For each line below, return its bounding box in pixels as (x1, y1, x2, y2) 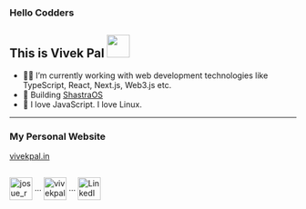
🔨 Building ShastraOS (22, 89, 103, 100)
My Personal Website (9, 130, 107, 143)
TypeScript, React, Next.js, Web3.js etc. (22, 79, 172, 90)
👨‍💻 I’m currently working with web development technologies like (22, 70, 269, 81)
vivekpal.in (9, 151, 50, 162)
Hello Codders (9, 6, 75, 19)
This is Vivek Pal (9, 45, 105, 61)
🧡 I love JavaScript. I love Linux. (22, 98, 143, 110)
